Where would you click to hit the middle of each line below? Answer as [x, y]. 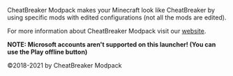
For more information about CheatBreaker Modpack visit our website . [107, 31]
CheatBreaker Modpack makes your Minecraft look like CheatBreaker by [111, 10]
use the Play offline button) [47, 52]
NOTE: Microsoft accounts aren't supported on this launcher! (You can [112, 44]
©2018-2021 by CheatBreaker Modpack [65, 65]
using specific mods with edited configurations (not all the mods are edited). [117, 17]
